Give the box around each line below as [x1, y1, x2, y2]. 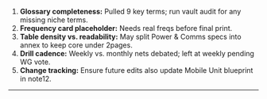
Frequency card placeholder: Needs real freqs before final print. [19, 24, 233, 32]
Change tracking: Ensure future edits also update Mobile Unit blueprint [19, 66, 253, 74]
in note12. [19, 74, 52, 83]
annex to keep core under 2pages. [19, 40, 133, 50]
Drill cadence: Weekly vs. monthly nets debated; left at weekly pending [19, 49, 254, 58]
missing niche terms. [19, 15, 89, 25]
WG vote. [19, 57, 51, 67]
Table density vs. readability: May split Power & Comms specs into [19, 32, 242, 41]
